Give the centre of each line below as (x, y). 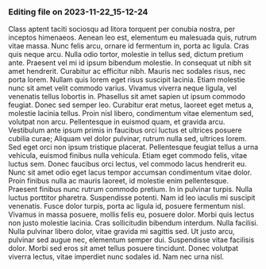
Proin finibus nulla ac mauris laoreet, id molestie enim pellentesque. (118, 181)
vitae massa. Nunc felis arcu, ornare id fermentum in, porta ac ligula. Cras (129, 46)
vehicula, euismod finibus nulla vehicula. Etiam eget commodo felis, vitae (128, 156)
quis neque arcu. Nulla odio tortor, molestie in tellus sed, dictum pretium (126, 55)
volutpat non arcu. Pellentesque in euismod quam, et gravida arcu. (117, 122)
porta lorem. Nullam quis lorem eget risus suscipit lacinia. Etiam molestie (127, 80)
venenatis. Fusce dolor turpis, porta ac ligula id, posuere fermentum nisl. (127, 206)
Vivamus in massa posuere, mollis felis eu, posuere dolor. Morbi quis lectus (131, 215)
